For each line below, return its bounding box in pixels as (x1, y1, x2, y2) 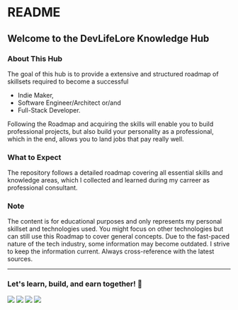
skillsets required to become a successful (7, 77, 129, 86)
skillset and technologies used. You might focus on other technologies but (7, 224, 224, 234)
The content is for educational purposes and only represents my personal (7, 217, 222, 226)
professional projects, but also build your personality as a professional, (7, 127, 214, 135)
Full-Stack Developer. (17, 105, 81, 114)
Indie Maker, (17, 91, 55, 99)
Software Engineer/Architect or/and (17, 98, 122, 107)
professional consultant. (7, 183, 78, 192)
